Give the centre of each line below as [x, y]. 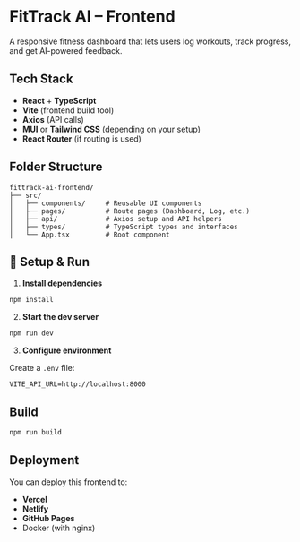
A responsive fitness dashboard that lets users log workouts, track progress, [150, 41]
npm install [31, 300]
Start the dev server [60, 317]
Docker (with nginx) [59, 528]
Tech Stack [41, 79]
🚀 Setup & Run [50, 262]
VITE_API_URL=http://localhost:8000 [77, 384]
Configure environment [67, 350]
